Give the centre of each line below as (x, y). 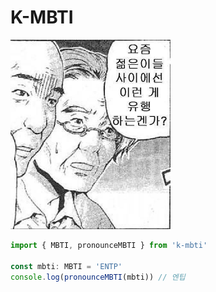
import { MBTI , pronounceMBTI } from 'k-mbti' (109, 246)
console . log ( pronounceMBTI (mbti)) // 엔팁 (98, 277)
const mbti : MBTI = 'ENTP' (66, 266)
